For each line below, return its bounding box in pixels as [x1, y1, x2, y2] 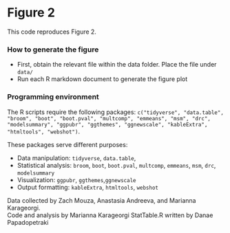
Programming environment [7, 92, 100, 102]
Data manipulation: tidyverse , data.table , [17, 153, 136, 162]
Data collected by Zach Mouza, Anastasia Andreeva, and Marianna [7, 196, 196, 204]
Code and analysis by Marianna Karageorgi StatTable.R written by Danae [7, 211, 213, 219]
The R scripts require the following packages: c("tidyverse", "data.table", [7, 108, 224, 116]
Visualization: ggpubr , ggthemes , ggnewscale [17, 175, 136, 184]
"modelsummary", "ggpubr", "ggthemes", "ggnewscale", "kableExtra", [7, 121, 208, 128]
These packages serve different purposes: [7, 140, 128, 148]
